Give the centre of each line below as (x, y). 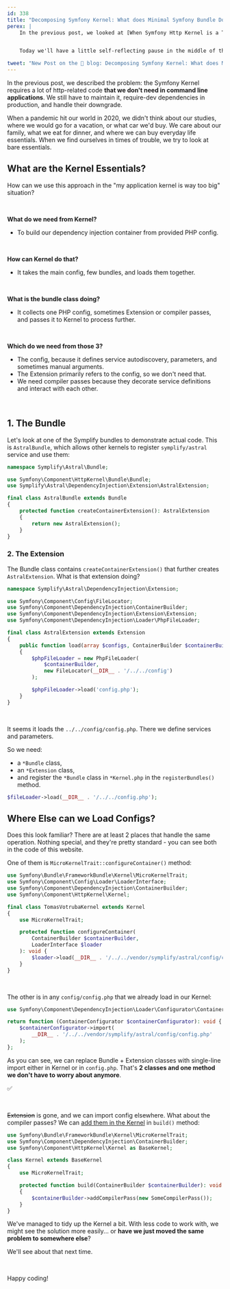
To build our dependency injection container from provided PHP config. (118, 232)
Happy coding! (28, 1278)
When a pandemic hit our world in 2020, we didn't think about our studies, (112, 118)
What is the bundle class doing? (54, 298)
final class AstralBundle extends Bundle (67, 498)
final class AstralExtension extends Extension (76, 633)
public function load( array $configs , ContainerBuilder (101, 646)
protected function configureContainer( (78, 932)
